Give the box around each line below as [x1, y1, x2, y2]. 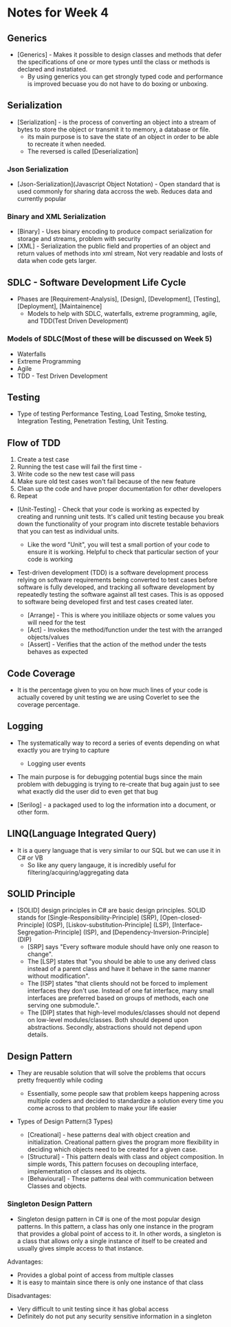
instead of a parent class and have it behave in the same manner [27, 965, 211, 973]
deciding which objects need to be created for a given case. [27, 1145, 198, 1154]
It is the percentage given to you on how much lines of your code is [16, 686, 208, 694]
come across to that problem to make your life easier [27, 1104, 177, 1112]
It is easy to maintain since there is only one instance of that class [16, 1278, 204, 1286]
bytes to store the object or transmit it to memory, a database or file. [16, 125, 211, 134]
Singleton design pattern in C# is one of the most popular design [16, 1215, 201, 1223]
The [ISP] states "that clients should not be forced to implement [27, 979, 208, 988]
